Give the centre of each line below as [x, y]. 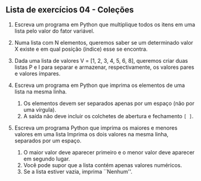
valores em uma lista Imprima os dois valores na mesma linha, [91, 134]
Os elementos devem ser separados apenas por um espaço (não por [109, 103]
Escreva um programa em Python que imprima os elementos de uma [100, 85]
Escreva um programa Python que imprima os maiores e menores [96, 128]
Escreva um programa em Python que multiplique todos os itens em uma [105, 24]
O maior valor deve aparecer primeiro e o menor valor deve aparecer [109, 152]
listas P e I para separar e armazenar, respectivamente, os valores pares [104, 67]
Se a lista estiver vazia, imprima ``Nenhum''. [78, 171]
